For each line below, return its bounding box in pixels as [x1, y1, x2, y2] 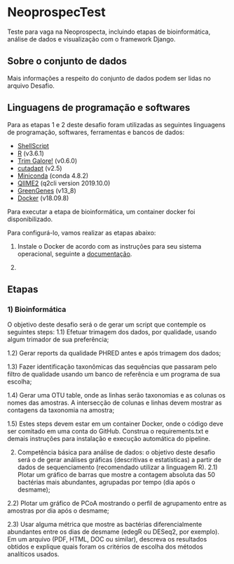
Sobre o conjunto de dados [7, 55, 128, 67]
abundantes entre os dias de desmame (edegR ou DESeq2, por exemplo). [7, 527, 219, 536]
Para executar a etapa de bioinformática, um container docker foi [7, 207, 195, 216]
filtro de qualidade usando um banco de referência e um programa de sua [7, 370, 221, 379]
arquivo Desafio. [7, 81, 55, 90]
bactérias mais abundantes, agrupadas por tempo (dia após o [17, 478, 195, 487]
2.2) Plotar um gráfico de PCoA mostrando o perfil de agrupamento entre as [7, 499, 227, 508]
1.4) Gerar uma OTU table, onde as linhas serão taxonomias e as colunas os [7, 391, 226, 400]
